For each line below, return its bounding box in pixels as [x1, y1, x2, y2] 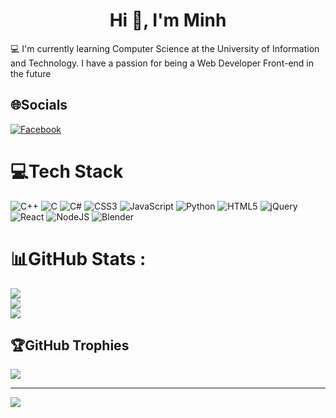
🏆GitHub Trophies [10, 337, 130, 354]
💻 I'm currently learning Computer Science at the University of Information [10, 42, 320, 54]
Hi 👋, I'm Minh [109, 9, 227, 32]
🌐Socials [10, 97, 68, 114]
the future [10, 67, 52, 79]
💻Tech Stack [10, 160, 124, 183]
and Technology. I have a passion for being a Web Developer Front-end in [10, 57, 314, 69]
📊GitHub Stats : [10, 247, 147, 270]
